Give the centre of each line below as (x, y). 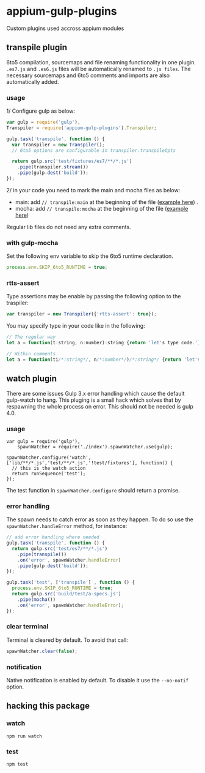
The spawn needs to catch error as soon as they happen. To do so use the (100, 519)
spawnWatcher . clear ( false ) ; (42, 651)
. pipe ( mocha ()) (37, 599)
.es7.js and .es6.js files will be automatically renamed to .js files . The (99, 69)
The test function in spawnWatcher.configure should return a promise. (93, 490)
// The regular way (31, 337)
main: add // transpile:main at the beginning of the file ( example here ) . (106, 202)
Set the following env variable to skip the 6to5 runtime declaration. (90, 256)
